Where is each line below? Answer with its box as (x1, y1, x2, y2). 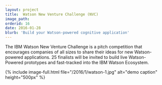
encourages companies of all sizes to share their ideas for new (5, 49, 134, 55)
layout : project (5, 7, 39, 12)
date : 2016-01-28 (5, 26, 41, 31)
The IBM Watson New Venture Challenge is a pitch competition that (5, 44, 143, 49)
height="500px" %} (5, 75, 46, 80)
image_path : (5, 16, 30, 21)
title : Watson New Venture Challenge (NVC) (5, 12, 99, 17)
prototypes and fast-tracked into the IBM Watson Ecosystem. (24, 60, 149, 65)
